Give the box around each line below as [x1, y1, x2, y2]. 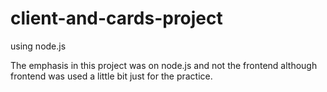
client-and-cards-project [10, 7, 223, 30]
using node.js [10, 40, 67, 52]
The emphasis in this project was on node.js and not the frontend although [10, 59, 318, 71]
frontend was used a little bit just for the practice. [10, 70, 213, 82]
